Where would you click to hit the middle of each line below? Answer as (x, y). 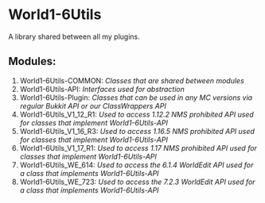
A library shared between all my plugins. (74, 36)
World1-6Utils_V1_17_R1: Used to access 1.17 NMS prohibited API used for (138, 147)
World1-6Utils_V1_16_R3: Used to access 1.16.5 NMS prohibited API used (137, 131)
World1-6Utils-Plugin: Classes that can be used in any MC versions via (136, 98)
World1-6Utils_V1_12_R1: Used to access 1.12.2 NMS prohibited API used (137, 114)
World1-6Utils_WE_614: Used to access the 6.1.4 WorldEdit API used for (136, 165)
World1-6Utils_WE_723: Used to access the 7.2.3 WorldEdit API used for (138, 182)
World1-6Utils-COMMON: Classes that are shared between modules (132, 80)
